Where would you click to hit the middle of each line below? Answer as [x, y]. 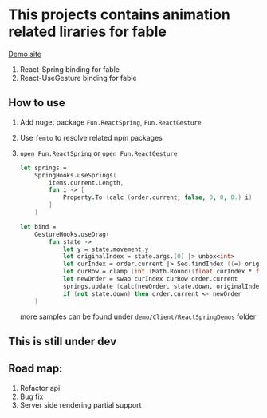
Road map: [35, 369]
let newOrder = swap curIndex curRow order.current [150, 279]
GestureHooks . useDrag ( [72, 234]
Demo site [25, 54]
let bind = [38, 227]
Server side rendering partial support [80, 404]
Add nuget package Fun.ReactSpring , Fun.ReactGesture [110, 122]
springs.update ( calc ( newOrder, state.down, [138, 286]
